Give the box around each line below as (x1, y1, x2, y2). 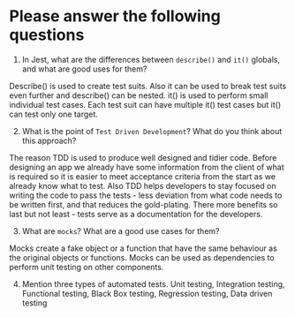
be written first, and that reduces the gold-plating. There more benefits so (9, 199, 278, 209)
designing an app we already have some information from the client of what (9, 162, 284, 172)
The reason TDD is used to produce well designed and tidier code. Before (9, 152, 277, 162)
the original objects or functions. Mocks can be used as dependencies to (9, 252, 276, 262)
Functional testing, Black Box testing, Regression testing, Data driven (21, 288, 273, 298)
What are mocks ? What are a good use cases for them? (21, 225, 220, 236)
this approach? (21, 135, 77, 146)
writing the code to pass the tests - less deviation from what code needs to (9, 190, 283, 200)
